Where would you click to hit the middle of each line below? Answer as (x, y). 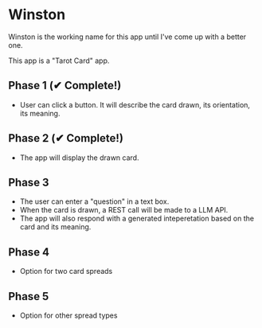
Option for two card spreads (66, 271)
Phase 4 (29, 252)
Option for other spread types (68, 315)
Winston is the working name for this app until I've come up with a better (127, 37)
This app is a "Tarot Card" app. (59, 61)
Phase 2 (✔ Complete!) (66, 138)
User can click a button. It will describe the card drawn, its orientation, (135, 104)
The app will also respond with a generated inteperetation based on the (137, 219)
